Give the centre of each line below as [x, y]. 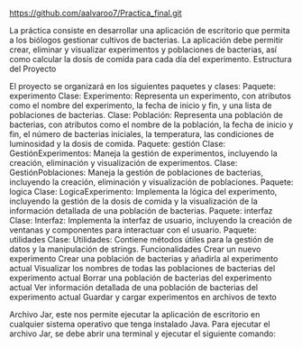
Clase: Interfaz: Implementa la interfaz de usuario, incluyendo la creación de [151, 220]
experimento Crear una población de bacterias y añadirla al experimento [144, 259]
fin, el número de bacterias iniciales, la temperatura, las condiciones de [142, 134]
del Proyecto [33, 69]
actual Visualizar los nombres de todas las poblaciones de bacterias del [142, 268]
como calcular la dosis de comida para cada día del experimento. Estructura [151, 59]
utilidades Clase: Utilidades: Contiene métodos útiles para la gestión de [142, 239]
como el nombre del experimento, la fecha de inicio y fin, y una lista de [141, 105]
